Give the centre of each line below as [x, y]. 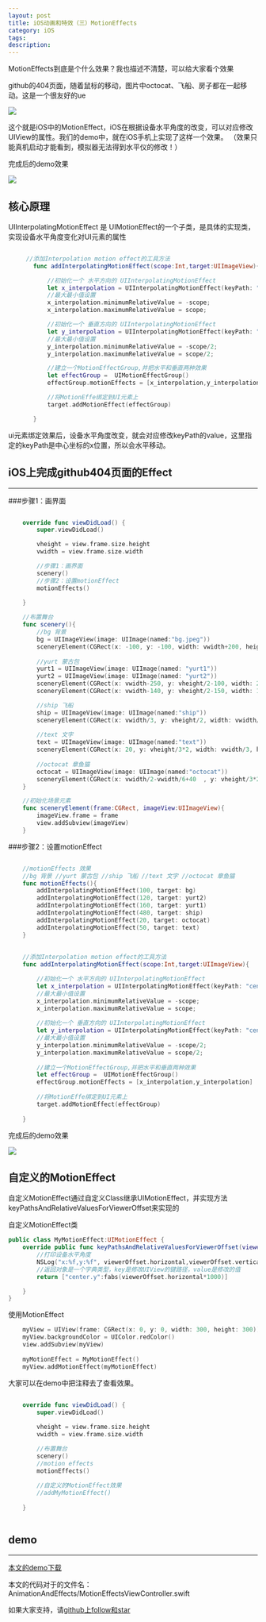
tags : [17, 38]
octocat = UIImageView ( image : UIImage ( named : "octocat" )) [132, 772]
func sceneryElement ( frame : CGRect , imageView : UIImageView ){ [123, 808]
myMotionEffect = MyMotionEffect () [81, 1359]
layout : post [30, 15]
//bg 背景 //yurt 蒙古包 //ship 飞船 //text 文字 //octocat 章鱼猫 [129, 876]
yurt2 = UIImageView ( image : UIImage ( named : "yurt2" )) [127, 676]
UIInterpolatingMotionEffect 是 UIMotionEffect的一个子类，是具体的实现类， [131, 226]
